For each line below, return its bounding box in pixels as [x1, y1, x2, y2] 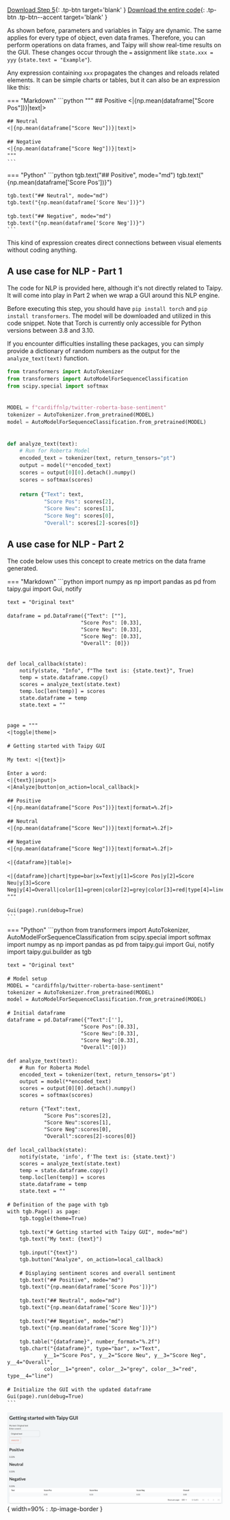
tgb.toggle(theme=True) [19, 1215, 88, 1221]
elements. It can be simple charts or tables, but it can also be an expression [7, 76, 220, 84]
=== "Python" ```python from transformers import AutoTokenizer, [7, 926, 190, 934]
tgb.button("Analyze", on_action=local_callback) [19, 1256, 164, 1263]
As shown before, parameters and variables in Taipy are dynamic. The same [7, 27, 222, 34]
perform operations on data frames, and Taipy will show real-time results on [7, 41, 221, 49]
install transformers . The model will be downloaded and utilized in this [7, 312, 212, 320]
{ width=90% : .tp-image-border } [7, 1505, 103, 1513]
